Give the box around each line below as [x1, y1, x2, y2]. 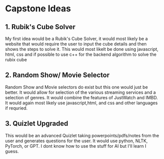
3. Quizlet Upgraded [5, 119, 68, 128]
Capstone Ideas [5, 3, 71, 14]
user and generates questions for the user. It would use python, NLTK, [5, 138, 148, 144]
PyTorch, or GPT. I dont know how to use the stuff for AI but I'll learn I [5, 143, 147, 149]
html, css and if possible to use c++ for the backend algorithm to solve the [5, 51, 157, 57]
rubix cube [5, 57, 27, 62]
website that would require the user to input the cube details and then [5, 41, 147, 47]
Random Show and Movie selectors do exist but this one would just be [5, 84, 148, 90]
